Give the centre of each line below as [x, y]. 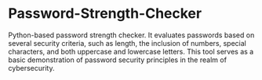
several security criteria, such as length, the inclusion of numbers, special [127, 43]
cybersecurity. [31, 68]
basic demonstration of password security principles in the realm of [118, 60]
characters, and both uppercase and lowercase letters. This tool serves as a [131, 51]
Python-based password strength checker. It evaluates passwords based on [131, 35]
